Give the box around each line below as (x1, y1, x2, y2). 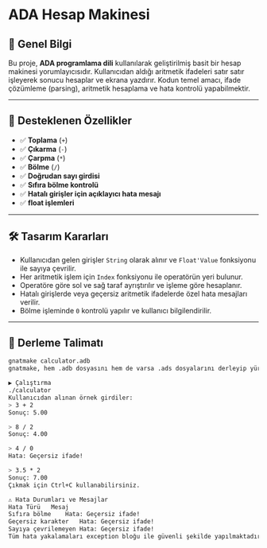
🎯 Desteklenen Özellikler (8, 114, 133, 128)
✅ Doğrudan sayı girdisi (19, 171, 101, 181)
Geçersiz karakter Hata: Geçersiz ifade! (8, 518, 155, 526)
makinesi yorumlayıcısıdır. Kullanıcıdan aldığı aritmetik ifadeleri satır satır (8, 67, 245, 76)
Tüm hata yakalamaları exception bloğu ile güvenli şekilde (8, 533, 212, 541)
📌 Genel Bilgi (8, 37, 72, 51)
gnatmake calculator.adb (8, 357, 91, 365)
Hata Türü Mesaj (8, 503, 69, 511)
